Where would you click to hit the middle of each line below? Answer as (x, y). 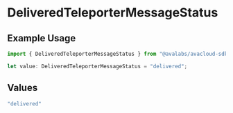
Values (23, 88)
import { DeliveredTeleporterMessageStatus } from (82, 54)
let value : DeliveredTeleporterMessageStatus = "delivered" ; (97, 66)
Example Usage (42, 38)
